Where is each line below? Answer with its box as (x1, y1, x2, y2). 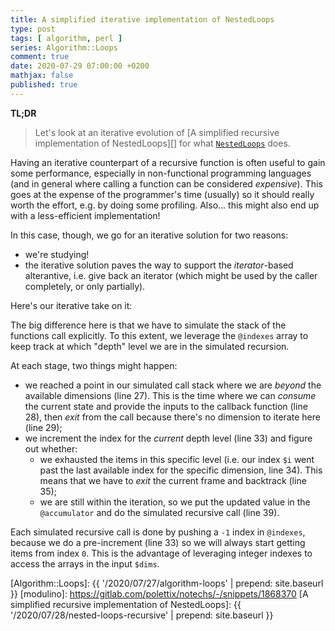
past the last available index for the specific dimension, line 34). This (39, 464, 323, 476)
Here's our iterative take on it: (10, 299, 133, 311)
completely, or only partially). (24, 280, 146, 292)
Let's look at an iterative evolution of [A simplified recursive (34, 126, 280, 138)
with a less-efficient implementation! (10, 209, 161, 221)
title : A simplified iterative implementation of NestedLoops (10, 14, 275, 25)
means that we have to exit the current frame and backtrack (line (39, 474, 307, 486)
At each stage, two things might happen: (10, 359, 178, 371)
